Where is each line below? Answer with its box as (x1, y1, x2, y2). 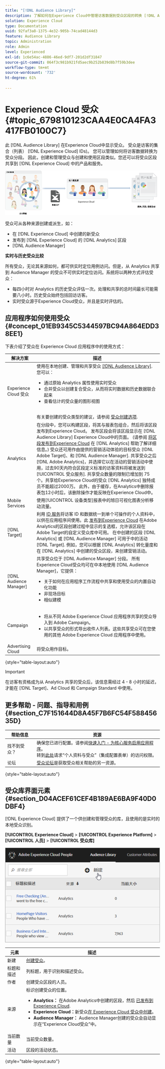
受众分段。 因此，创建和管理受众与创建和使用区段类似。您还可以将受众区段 (5, 154, 157, 160)
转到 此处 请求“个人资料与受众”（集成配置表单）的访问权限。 (36, 752, 157, 758)
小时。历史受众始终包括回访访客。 (21, 292, 90, 298)
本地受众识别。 (5, 822, 35, 828)
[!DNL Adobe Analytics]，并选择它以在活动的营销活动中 (36, 458, 149, 464)
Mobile (7, 497, 21, 503)
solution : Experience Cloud (5, 18, 63, 23)
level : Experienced (5, 49, 45, 54)
